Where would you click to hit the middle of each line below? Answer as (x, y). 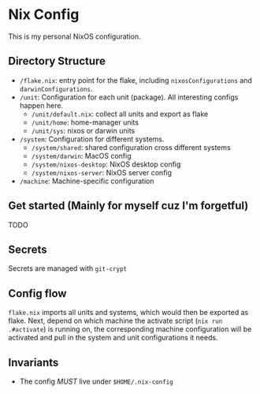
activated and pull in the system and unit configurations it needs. (113, 338)
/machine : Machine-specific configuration (87, 181)
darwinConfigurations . (56, 88)
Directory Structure (57, 61)
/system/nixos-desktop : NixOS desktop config (106, 164)
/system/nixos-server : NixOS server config (101, 172)
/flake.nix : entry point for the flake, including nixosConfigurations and (136, 80)
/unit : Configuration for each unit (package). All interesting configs (129, 97)
